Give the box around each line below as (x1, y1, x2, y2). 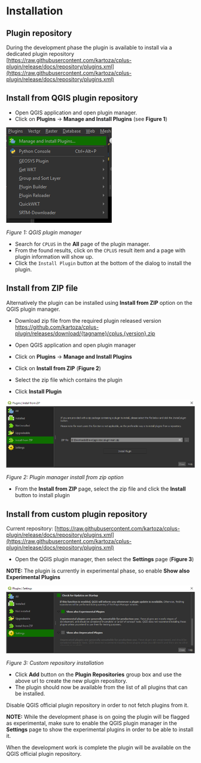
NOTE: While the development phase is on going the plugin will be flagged (6, 713, 190, 720)
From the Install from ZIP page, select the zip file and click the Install (14, 485, 186, 492)
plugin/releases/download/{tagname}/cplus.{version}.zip (14, 329, 156, 337)
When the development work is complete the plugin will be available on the (6, 744, 191, 751)
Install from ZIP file (6, 283, 78, 293)
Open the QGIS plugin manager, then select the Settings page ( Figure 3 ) (14, 556, 194, 563)
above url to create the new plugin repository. (14, 677, 127, 684)
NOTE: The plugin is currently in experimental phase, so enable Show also (6, 567, 190, 574)
